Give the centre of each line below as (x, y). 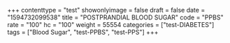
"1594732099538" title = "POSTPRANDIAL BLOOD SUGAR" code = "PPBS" (115, 17)
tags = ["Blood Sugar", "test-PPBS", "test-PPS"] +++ (83, 32)
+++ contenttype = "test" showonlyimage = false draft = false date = (106, 10)
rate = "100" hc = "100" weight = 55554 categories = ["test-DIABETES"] (111, 25)
